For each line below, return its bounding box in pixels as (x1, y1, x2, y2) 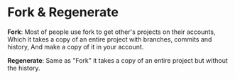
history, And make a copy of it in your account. (7, 42, 144, 51)
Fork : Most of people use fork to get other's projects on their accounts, (7, 28, 216, 36)
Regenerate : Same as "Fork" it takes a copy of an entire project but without (7, 56, 229, 64)
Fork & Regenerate (7, 4, 119, 20)
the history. (7, 63, 40, 72)
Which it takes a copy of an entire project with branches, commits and (7, 35, 212, 43)
